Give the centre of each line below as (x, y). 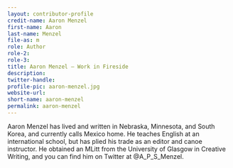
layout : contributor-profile (50, 14)
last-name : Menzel (34, 34)
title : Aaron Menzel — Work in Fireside (68, 67)
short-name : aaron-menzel (45, 100)
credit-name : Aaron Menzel (47, 21)
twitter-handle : (31, 80)
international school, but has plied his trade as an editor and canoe (105, 141)
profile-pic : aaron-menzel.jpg (54, 86)
